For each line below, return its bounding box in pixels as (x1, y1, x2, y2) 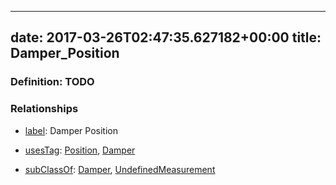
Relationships (10, 102, 79, 116)
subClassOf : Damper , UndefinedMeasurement (24, 163, 216, 175)
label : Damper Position (24, 124, 119, 136)
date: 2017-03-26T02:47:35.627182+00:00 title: (10, 29, 322, 46)
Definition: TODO (10, 75, 95, 89)
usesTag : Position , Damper (24, 144, 136, 156)
